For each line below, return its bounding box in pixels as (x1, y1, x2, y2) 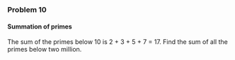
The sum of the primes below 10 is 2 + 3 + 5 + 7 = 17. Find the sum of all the (7, 38, 228, 46)
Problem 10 (7, 5, 47, 15)
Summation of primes (7, 22, 72, 31)
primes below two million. (7, 45, 82, 54)
